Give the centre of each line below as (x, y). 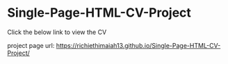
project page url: (31, 45)
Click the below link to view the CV (57, 32)
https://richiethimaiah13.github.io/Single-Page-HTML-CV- (138, 45)
